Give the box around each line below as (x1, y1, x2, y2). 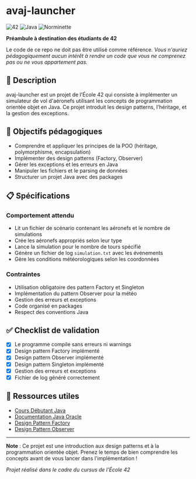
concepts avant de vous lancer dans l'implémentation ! (6, 454, 138, 461)
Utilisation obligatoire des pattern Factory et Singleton (14, 284, 145, 291)
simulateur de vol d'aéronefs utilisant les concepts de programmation (6, 97, 173, 104)
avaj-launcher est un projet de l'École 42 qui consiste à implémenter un (6, 91, 178, 98)
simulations (14, 231, 43, 238)
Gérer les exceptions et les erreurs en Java (14, 161, 118, 168)
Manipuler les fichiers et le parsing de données (14, 167, 128, 174)
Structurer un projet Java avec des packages (14, 173, 123, 180)
